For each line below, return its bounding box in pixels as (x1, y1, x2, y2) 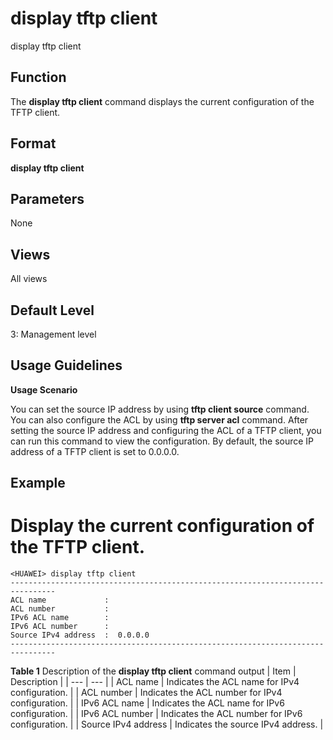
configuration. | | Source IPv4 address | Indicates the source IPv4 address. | (10, 718, 324, 731)
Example (10, 475, 66, 492)
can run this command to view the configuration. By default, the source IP (10, 435, 315, 447)
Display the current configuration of (10, 515, 315, 537)
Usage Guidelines (10, 357, 123, 374)
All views (10, 273, 48, 285)
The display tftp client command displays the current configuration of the (10, 95, 315, 107)
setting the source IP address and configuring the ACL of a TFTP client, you (10, 424, 322, 436)
